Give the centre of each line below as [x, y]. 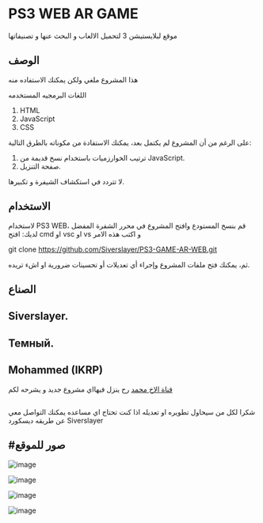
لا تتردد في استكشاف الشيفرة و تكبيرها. [67, 181]
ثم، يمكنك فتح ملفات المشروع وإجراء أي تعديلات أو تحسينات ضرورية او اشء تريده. [129, 264]
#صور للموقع [37, 445]
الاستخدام [30, 207]
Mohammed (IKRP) [55, 370]
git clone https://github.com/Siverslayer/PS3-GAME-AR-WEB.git [113, 249]
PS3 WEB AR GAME [73, 14]
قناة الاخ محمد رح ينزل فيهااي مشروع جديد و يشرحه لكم [90, 389]
